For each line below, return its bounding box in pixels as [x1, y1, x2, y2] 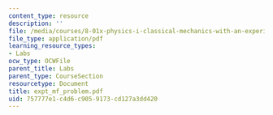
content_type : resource [8, 11, 89, 20]
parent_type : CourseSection [8, 72, 104, 80]
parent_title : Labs [8, 65, 75, 73]
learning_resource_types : [8, 42, 96, 50]
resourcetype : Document [8, 79, 89, 87]
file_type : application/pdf [8, 34, 104, 43]
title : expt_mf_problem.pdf [8, 87, 104, 96]
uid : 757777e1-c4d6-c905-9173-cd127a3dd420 [8, 95, 158, 103]
